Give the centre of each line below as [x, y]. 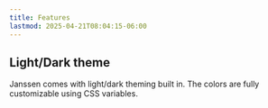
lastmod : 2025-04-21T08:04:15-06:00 [78, 26]
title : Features [40, 18]
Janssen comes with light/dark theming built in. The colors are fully [134, 84]
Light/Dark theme [60, 63]
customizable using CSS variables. [74, 94]
